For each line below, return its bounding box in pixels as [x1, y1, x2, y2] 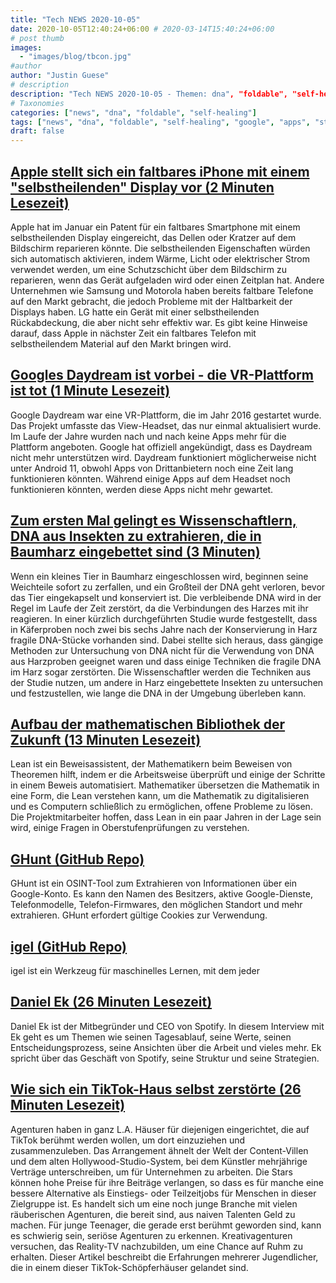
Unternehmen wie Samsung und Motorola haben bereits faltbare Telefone [10, 284, 314, 296]
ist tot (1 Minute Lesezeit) [10, 382, 171, 400]
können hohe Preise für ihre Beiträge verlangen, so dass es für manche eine [10, 1176, 324, 1188]
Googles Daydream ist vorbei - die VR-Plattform [10, 367, 314, 384]
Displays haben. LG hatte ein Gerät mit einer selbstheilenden [10, 306, 260, 318]
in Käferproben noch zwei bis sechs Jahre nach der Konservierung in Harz [10, 623, 318, 635]
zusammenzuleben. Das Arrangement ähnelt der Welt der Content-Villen [10, 1144, 309, 1156]
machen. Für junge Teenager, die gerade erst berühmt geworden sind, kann [10, 1219, 322, 1231]
